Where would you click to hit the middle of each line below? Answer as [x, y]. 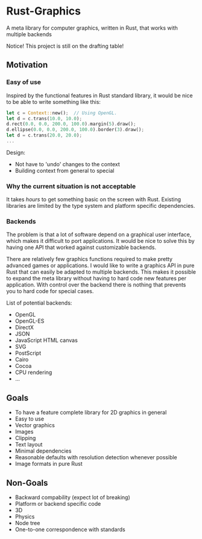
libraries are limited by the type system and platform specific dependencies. [101, 206]
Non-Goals [27, 483]
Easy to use [29, 419]
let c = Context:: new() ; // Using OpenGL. [62, 113]
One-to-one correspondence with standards [70, 529]
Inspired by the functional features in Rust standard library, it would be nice [99, 95]
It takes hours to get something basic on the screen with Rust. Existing [94, 199]
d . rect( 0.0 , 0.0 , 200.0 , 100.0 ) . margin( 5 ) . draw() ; [71, 124]
